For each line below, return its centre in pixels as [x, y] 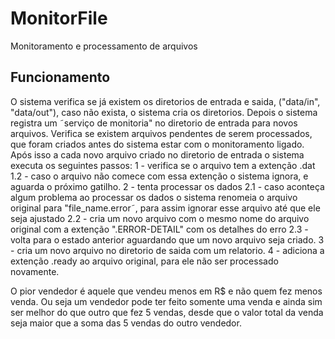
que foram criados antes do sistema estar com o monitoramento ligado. [157, 144]
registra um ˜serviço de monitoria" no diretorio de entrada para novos [154, 123]
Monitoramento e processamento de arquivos [104, 46]
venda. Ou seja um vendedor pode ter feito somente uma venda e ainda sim [166, 301]
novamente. [35, 271]
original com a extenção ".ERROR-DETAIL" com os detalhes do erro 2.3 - [159, 229]
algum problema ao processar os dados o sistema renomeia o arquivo [154, 197]
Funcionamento [60, 77]
